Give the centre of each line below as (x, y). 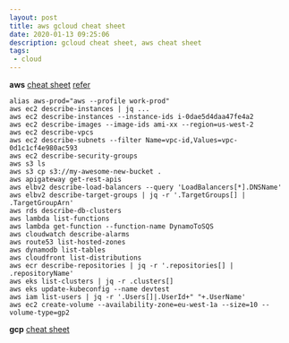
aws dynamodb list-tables (57, 250)
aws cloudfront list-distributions (76, 258)
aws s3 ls (28, 164)
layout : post (34, 17)
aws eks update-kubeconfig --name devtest (89, 289)
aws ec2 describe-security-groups (74, 156)
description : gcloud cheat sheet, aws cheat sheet (106, 43)
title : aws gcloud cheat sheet (68, 26)
